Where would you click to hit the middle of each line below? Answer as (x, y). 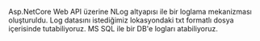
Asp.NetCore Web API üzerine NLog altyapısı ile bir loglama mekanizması (130, 12)
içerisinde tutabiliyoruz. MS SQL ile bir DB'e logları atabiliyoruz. (113, 29)
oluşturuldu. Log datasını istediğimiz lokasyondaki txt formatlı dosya (121, 20)
